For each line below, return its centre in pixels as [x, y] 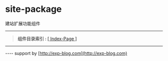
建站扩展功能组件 [23, 23]
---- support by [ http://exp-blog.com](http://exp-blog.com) [66, 53]
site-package [33, 9]
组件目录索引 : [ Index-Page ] [47, 39]
